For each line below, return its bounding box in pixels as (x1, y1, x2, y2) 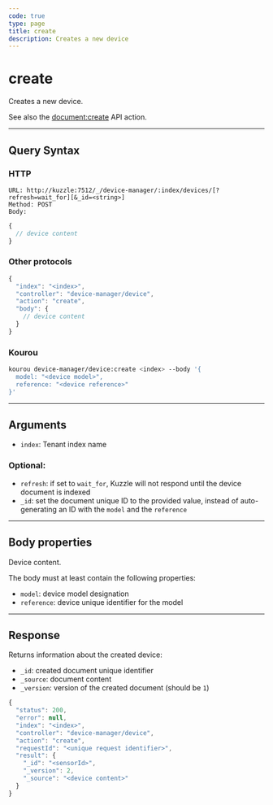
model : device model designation (19, 589, 129, 598)
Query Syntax (8, 143, 80, 157)
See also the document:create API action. (8, 112, 148, 122)
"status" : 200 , (15, 707, 67, 715)
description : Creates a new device (8, 34, 129, 43)
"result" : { (15, 751, 57, 760)
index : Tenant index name (19, 440, 107, 450)
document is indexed (19, 487, 91, 497)
